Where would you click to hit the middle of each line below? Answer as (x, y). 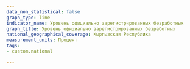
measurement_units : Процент (42, 40)
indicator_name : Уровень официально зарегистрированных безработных (95, 23)
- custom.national (30, 51)
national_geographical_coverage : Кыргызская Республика (79, 34)
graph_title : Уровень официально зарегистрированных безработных (91, 29)
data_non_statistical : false (43, 12)
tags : (13, 46)
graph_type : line (28, 18)
